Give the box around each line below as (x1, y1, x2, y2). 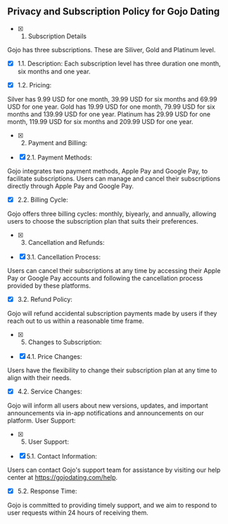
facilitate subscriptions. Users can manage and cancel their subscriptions (7, 174, 220, 183)
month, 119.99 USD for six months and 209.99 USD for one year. (7, 117, 194, 126)
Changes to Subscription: (27, 338, 102, 346)
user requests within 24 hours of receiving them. (7, 508, 149, 517)
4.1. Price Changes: (26, 353, 82, 361)
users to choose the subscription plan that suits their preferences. (7, 217, 198, 225)
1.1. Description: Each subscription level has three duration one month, (17, 59, 221, 68)
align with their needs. (7, 374, 72, 382)
